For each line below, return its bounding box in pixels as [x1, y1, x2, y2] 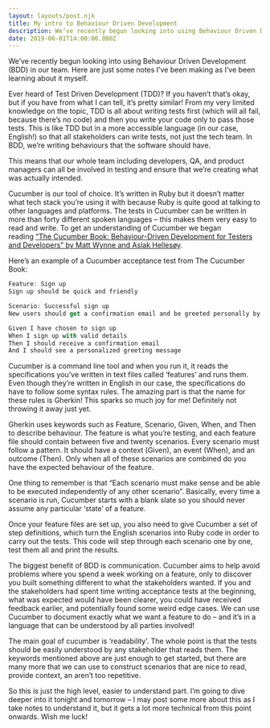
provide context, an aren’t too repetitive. [8, 671, 141, 680]
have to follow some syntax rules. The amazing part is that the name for [8, 387, 246, 397]
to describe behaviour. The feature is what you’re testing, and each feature [8, 428, 256, 438]
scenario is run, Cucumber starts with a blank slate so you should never [8, 495, 246, 505]
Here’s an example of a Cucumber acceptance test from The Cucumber [8, 256, 245, 266]
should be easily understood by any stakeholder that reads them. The [8, 645, 239, 655]
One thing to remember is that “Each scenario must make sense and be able [8, 478, 260, 488]
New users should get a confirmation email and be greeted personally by [8, 310, 261, 318]
